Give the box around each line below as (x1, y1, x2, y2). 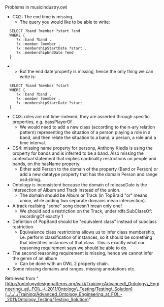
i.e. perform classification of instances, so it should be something (19, 234, 153, 240)
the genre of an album (12, 256, 58, 261)
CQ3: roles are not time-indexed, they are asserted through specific (12, 114, 150, 119)
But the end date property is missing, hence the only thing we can (19, 69, 154, 74)
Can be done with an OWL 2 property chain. (19, 261, 109, 266)
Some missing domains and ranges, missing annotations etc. (12, 266, 135, 271)
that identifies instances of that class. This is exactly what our (19, 240, 145, 245)
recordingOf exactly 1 (19, 214, 63, 219)
